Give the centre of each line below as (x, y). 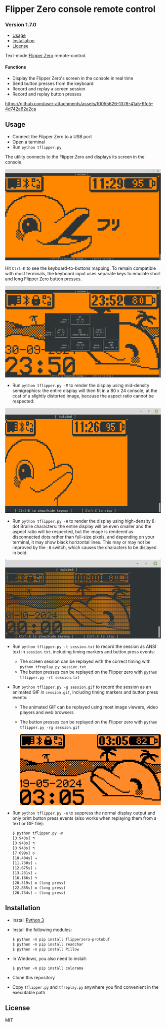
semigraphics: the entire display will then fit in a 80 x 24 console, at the (85, 391)
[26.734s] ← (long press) (39, 893)
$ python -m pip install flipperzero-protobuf (61, 939)
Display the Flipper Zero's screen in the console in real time (73, 78)
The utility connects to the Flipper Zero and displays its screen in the (75, 157)
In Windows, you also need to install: (50, 958)
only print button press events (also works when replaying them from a (84, 818)
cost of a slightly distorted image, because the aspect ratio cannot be (83, 396)
